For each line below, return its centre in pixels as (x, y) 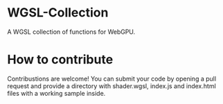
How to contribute (60, 60)
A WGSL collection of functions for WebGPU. (71, 32)
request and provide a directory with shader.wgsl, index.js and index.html (111, 86)
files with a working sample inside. (56, 93)
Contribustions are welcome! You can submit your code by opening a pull (112, 79)
